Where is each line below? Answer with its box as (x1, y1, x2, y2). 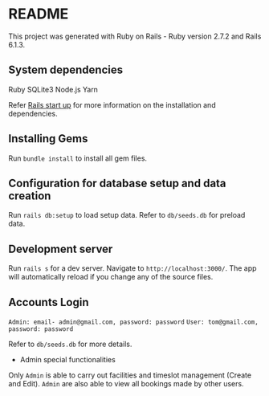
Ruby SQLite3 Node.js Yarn (8, 84, 99, 94)
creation (8, 189, 51, 202)
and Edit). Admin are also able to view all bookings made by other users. (8, 379, 244, 388)
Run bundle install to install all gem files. (8, 153, 147, 163)
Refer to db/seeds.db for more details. (8, 339, 132, 349)
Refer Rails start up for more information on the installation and (8, 100, 216, 109)
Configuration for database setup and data (8, 176, 226, 190)
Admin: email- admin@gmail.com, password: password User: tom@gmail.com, (8, 318, 259, 326)
